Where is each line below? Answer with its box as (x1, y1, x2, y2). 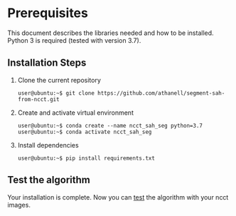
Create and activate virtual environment (17, 108, 134, 117)
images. (7, 200, 31, 209)
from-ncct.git (17, 96, 60, 103)
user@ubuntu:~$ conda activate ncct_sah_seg (17, 128, 152, 135)
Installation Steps (7, 57, 87, 69)
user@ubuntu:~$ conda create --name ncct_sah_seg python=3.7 (17, 122, 203, 129)
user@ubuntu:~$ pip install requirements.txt (17, 155, 155, 162)
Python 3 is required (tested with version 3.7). (7, 36, 141, 44)
